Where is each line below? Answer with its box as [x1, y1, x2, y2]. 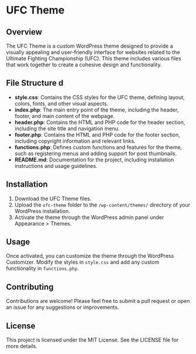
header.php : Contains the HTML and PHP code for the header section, [14, 119, 185, 126]
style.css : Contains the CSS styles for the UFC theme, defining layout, [14, 93, 185, 100]
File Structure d [6, 78, 64, 88]
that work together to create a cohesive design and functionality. [6, 61, 162, 68]
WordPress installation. [14, 207, 70, 214]
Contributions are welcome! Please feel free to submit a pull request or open [6, 298, 190, 305]
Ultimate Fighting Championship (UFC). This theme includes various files [6, 55, 181, 62]
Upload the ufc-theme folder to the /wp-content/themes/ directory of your [14, 201, 190, 208]
